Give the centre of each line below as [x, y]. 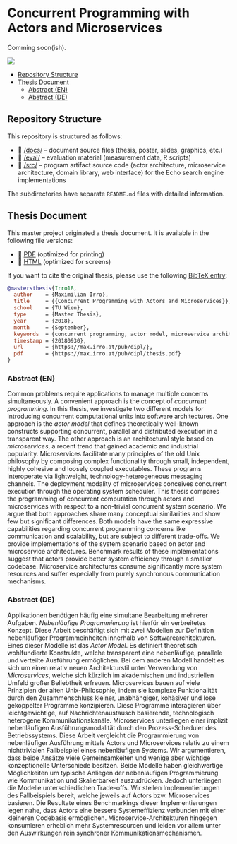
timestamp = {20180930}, [50, 340]
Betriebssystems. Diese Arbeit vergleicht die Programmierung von [103, 735]
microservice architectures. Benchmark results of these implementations [113, 552]
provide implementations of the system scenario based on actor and [107, 544]
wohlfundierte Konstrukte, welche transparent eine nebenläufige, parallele [115, 653]
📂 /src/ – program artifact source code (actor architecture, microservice [121, 165]
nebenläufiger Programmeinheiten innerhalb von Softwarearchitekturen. [112, 638]
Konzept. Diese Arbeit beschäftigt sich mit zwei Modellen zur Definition [111, 630]
